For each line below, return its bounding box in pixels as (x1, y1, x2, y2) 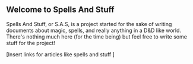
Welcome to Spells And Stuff (6, 5, 115, 15)
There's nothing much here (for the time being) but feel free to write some (6, 33, 187, 40)
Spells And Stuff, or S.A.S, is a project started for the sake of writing (6, 20, 172, 27)
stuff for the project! (6, 39, 55, 46)
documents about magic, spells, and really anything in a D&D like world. (6, 27, 182, 34)
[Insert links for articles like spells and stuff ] (6, 50, 115, 58)
